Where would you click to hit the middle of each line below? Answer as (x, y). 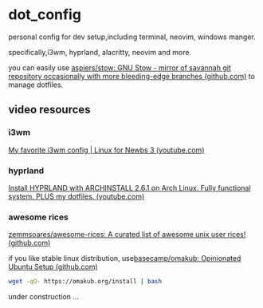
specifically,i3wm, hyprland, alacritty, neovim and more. (100, 52)
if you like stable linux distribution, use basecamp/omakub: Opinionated (125, 259)
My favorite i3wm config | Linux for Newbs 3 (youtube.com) (106, 150)
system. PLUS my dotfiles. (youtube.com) (77, 196)
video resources (49, 110)
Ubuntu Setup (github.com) (53, 267)
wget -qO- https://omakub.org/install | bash (85, 282)
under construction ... (44, 297)
